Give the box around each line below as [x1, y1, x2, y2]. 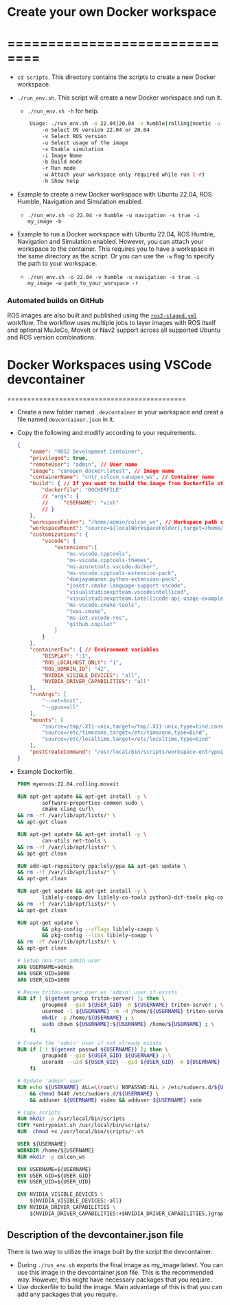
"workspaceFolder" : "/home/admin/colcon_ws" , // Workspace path [30, 518, 218, 526]
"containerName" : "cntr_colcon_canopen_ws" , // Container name [30, 473, 215, 481]
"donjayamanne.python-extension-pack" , [66, 576, 181, 583]
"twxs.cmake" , [66, 607, 107, 615]
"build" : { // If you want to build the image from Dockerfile [30, 480, 215, 487]
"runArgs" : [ [30, 691, 67, 698]
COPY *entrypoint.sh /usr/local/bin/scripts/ [16, 1122, 150, 1129]
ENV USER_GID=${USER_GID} [16, 1172, 91, 1179]
